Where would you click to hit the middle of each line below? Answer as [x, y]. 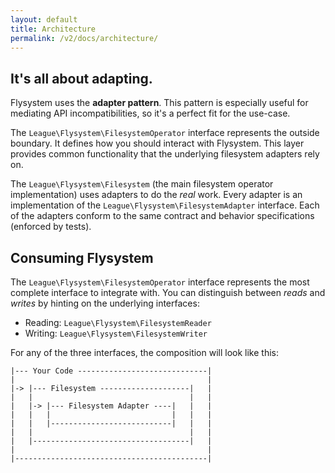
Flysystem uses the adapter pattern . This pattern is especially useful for [159, 103]
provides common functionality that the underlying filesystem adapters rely [165, 154]
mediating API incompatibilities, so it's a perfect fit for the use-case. [150, 113]
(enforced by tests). [51, 227]
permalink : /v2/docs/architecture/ [84, 38]
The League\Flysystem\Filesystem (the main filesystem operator [142, 184]
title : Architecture [53, 29]
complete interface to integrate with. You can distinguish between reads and [168, 292]
